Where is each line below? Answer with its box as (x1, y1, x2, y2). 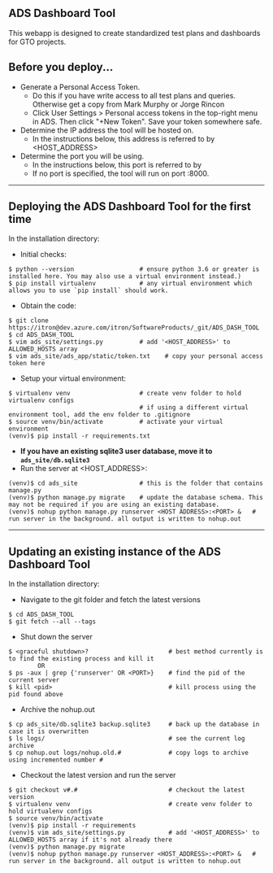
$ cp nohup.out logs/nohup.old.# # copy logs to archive (8, 749, 249, 757)
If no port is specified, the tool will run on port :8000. (32, 168, 210, 178)
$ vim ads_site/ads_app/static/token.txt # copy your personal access (8, 352, 264, 360)
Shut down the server (19, 632, 93, 642)
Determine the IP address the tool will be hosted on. (19, 125, 194, 135)
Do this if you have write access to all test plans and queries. (32, 90, 236, 100)
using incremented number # (8, 756, 104, 764)
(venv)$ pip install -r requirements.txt (8, 432, 151, 440)
